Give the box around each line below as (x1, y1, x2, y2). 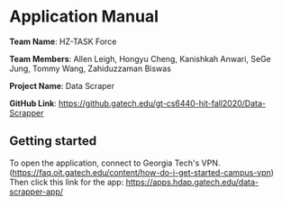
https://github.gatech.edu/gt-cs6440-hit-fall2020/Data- (58, 97, 266, 109)
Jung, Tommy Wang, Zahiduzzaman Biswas (9, 63, 171, 74)
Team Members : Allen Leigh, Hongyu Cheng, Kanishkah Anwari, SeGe (9, 53, 272, 64)
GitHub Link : (9, 97, 57, 109)
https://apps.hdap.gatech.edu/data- (125, 176, 259, 187)
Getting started (9, 133, 97, 149)
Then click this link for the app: (9, 176, 124, 187)
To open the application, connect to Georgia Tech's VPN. (9, 157, 221, 168)
